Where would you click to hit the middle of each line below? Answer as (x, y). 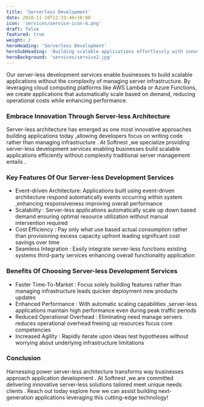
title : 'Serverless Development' (49, 12)
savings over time (37, 242)
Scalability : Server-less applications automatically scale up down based (105, 210)
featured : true (25, 35)
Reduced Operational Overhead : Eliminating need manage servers (98, 316)
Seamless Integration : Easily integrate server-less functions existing (101, 249)
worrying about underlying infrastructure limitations (80, 343)
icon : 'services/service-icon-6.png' (54, 23)
